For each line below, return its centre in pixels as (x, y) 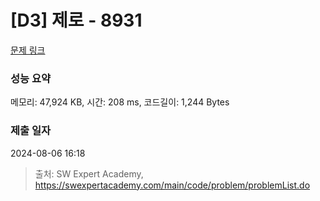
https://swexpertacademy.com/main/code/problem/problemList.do (172, 185)
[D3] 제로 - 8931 (76, 20)
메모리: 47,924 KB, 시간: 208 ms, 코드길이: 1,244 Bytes (120, 102)
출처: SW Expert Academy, (89, 173)
